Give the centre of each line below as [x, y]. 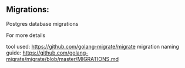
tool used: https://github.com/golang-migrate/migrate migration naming [92, 46]
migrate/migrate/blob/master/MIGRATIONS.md [63, 59]
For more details [26, 35]
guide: [14, 53]
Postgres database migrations [42, 23]
